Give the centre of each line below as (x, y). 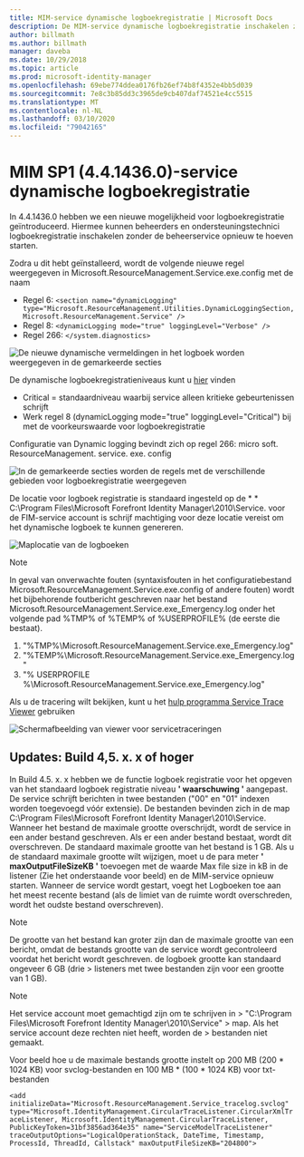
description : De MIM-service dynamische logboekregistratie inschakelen (149, 26)
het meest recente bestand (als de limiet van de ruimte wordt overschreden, (151, 895)
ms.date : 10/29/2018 (48, 60)
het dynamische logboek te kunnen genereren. (96, 527)
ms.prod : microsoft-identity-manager (81, 77)
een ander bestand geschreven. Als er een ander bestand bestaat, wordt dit (151, 837)
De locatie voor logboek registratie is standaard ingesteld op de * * (134, 498)
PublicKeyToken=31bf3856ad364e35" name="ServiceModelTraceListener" (141, 1127)
